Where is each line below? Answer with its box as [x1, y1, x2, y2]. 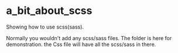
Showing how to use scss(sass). [6, 23, 84, 30]
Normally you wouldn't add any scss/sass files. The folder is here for [6, 34, 172, 41]
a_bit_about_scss [6, 4, 93, 17]
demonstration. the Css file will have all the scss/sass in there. [6, 41, 156, 48]
